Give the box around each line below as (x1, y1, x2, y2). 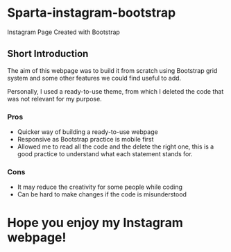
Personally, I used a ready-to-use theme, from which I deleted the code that (7, 87, 224, 95)
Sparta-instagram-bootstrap (7, 5, 176, 21)
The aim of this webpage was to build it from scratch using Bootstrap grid (7, 66, 218, 74)
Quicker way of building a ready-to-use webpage (17, 128, 158, 136)
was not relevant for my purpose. (7, 94, 102, 103)
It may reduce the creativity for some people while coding (17, 183, 182, 192)
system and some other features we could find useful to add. (7, 74, 182, 82)
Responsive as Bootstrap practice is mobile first (17, 135, 154, 144)
